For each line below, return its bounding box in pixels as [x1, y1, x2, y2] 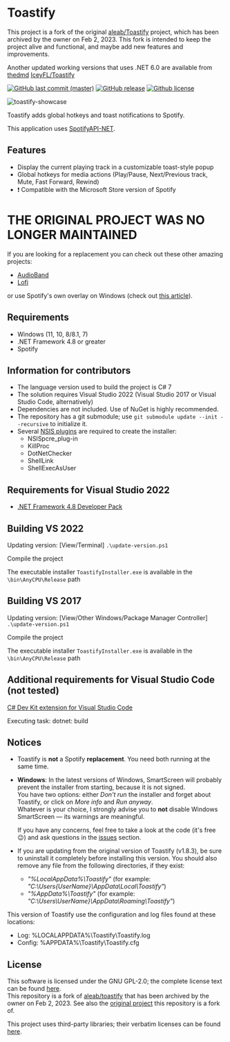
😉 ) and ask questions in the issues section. [17, 833, 142, 842]
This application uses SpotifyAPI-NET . [7, 124, 115, 132]
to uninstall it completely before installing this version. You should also [17, 854, 218, 863]
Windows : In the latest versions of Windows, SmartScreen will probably [17, 776, 222, 784]
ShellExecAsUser [27, 464, 77, 473]
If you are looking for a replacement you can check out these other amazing [7, 249, 223, 258]
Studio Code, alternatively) [17, 398, 94, 406]
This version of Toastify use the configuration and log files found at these [7, 910, 216, 919]
